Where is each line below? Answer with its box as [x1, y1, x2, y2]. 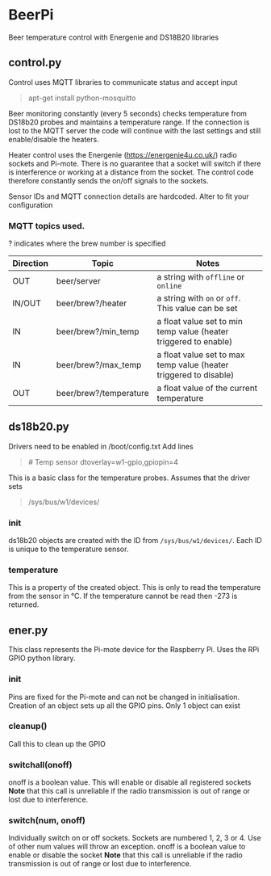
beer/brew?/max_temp [56, 360, 142, 371]
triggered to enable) [156, 336, 233, 347]
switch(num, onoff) [8, 815, 86, 826]
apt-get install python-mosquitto [27, 93, 136, 103]
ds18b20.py [8, 420, 70, 434]
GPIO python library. [8, 653, 76, 663]
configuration [8, 200, 53, 209]
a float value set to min [156, 316, 244, 327]
